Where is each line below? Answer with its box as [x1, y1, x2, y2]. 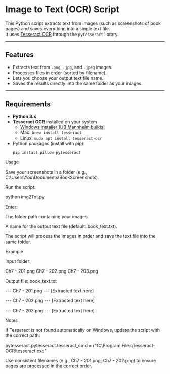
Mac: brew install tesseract [20, 129, 82, 135]
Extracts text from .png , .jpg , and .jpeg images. [12, 64, 113, 70]
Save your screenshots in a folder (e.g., [5, 169, 88, 175]
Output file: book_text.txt [5, 278, 57, 284]
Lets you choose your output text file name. [12, 75, 104, 81]
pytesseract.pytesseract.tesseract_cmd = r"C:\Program [5, 343, 121, 349]
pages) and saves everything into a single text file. [5, 25, 110, 31]
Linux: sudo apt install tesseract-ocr [20, 134, 102, 141]
